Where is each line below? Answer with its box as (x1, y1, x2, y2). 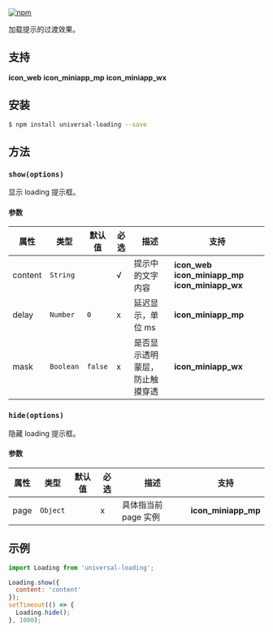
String (50, 271, 76, 280)
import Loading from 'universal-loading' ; (8, 564, 154, 572)
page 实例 (121, 511, 160, 522)
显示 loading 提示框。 (8, 187, 80, 197)
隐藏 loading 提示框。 (8, 428, 80, 438)
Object (40, 505, 66, 515)
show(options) (8, 169, 64, 179)
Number (50, 310, 76, 320)
